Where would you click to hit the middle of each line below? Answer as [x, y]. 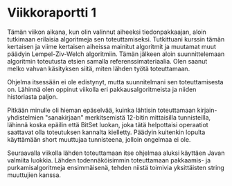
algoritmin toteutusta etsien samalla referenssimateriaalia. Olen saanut [107, 61]
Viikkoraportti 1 [52, 13]
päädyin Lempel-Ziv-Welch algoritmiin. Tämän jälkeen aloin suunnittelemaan [116, 54]
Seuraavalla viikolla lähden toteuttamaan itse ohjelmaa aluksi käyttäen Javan [116, 153]
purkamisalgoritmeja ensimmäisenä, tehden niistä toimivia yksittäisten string [116, 167]
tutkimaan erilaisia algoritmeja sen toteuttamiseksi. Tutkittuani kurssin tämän [116, 39]
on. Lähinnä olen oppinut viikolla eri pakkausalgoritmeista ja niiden [102, 89]
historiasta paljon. [33, 96]
